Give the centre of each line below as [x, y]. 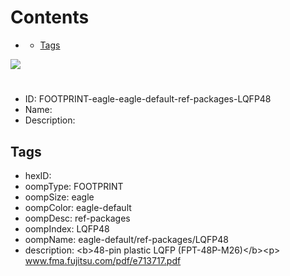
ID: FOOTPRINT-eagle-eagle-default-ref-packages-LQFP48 [148, 99]
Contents [50, 17]
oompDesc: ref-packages [77, 218]
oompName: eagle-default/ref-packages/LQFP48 [126, 239]
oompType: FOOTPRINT [74, 186]
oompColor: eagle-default [78, 207]
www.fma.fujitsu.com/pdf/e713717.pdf [103, 260]
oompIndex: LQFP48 [67, 228]
